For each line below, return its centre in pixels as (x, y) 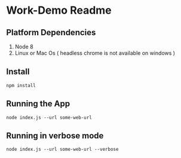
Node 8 (24, 47)
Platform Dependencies (51, 32)
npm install (21, 85)
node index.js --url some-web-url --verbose (62, 150)
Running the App (38, 104)
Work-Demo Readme (59, 10)
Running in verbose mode (55, 136)
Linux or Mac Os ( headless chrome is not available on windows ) (95, 53)
